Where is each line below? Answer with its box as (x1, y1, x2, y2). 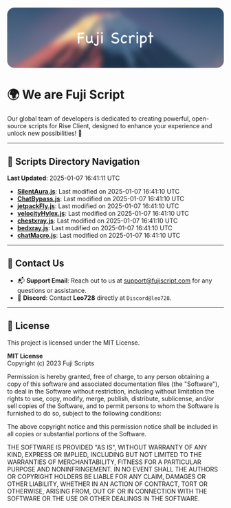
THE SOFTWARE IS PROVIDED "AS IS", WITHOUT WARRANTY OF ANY (7, 443, 208, 451)
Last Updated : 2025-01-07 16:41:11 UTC (7, 174, 120, 183)
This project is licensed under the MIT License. (7, 338, 140, 347)
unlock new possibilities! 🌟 (7, 129, 82, 138)
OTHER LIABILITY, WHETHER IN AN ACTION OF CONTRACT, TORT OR (7, 480, 208, 488)
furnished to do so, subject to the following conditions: (7, 409, 162, 417)
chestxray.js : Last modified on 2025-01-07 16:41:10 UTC (16, 216, 178, 225)
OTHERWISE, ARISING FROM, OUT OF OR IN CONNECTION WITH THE (7, 487, 208, 495)
